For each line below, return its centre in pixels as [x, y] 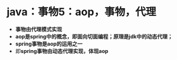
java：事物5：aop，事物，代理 [81, 12]
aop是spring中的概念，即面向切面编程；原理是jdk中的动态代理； [94, 36]
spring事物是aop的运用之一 [49, 44]
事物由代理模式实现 [39, 29]
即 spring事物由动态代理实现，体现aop [62, 51]
